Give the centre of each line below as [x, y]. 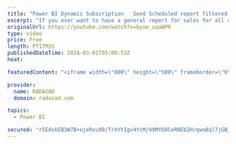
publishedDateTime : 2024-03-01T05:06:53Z [69, 53]
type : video [25, 33]
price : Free [25, 40]
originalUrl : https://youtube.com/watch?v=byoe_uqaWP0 [89, 27]
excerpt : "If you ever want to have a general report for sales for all [116, 20]
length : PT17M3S [31, 46]
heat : [15, 60]
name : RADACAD [34, 91]
